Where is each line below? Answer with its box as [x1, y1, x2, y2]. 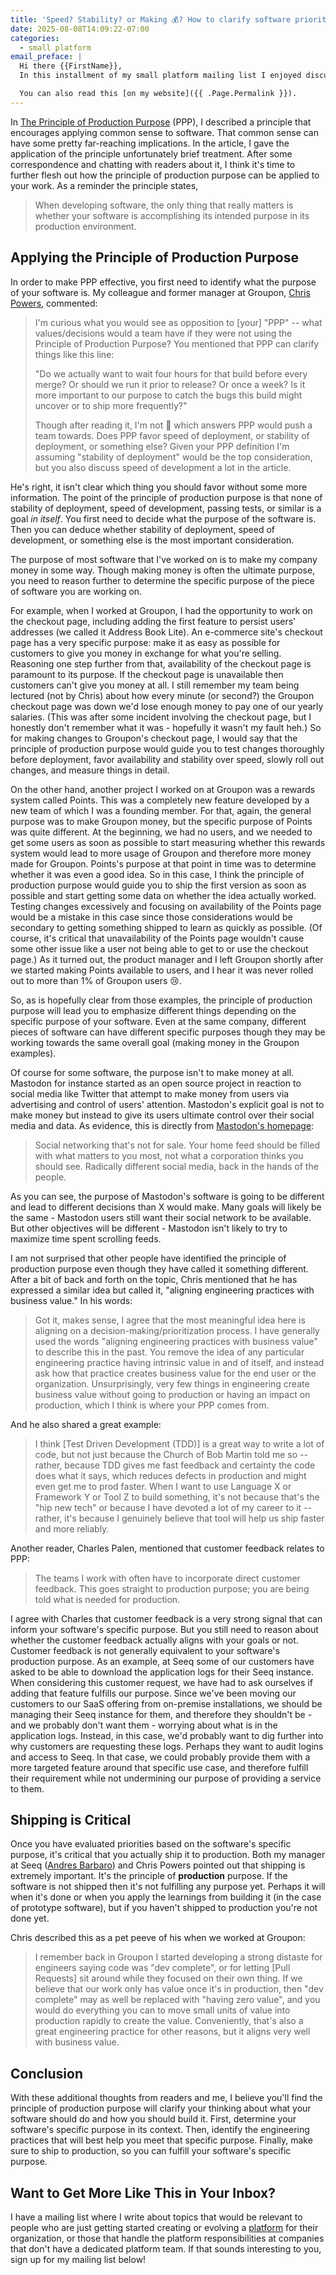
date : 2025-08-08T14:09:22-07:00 [10, 24, 150, 34]
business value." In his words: [10, 1294, 133, 1306]
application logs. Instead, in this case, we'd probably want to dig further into [10, 1729, 324, 1741]
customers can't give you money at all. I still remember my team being [10, 679, 300, 691]
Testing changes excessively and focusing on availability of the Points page [10, 900, 322, 912]
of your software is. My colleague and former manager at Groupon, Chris [10, 286, 311, 298]
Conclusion [10, 2065, 84, 2082]
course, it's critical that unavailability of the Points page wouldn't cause [10, 932, 305, 944]
